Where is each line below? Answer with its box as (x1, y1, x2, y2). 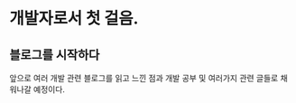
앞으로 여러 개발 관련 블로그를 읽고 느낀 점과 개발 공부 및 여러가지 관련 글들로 (9, 73, 279, 83)
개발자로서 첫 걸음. (9, 8, 139, 29)
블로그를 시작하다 (9, 47, 100, 62)
